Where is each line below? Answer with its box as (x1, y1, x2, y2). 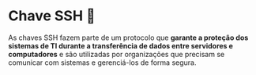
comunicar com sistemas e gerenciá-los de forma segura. (8, 58, 197, 67)
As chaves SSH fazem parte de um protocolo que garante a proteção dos (8, 33, 249, 42)
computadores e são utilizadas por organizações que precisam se (8, 49, 225, 59)
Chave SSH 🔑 (8, 7, 96, 25)
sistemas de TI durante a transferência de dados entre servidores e (8, 41, 233, 50)
